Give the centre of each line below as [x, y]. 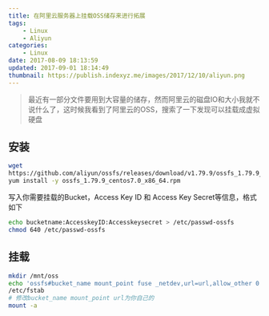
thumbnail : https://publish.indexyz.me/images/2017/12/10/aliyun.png [127, 75]
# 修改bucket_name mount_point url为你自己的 [81, 298]
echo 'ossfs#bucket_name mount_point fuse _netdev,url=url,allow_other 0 [134, 283]
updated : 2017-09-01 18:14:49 [59, 68]
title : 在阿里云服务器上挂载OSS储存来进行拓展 [77, 16]
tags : [17, 23]
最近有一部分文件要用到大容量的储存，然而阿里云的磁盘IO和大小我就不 [144, 99]
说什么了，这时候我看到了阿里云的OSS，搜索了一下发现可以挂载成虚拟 [144, 109]
